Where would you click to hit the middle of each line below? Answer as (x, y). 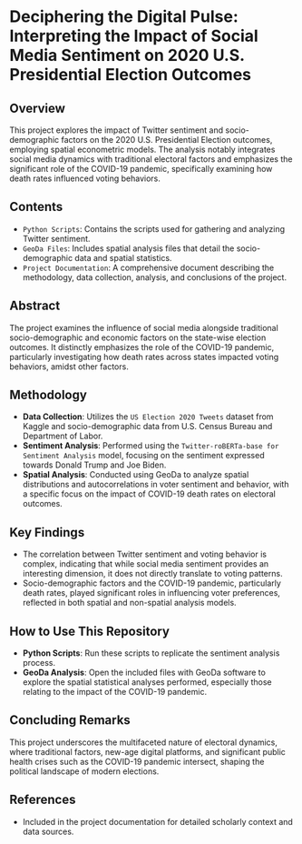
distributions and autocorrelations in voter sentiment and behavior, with (156, 485)
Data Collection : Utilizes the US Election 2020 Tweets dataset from (148, 417)
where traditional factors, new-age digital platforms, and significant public (147, 751)
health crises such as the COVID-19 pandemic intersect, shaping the (137, 761)
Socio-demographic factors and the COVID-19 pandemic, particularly (151, 583)
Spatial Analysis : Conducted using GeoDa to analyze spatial (136, 475)
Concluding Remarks (70, 720)
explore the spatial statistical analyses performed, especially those (147, 682)
